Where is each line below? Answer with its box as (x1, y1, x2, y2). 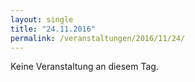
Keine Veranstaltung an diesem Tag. (10, 61, 159, 73)
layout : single (10, 14, 74, 25)
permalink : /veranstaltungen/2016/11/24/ (10, 33, 186, 43)
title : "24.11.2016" (10, 24, 97, 34)
